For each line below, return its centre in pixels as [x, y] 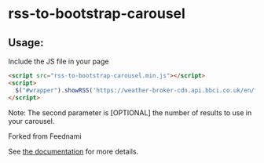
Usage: [26, 43]
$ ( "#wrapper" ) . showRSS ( [54, 90]
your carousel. [31, 121]
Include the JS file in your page [59, 61]
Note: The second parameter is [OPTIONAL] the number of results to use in [130, 112]
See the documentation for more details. [73, 151]
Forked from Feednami [45, 136]
